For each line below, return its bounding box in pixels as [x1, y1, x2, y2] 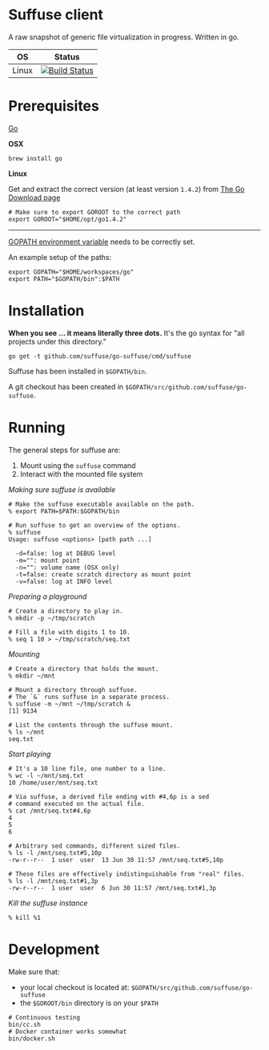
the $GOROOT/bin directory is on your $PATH [19, 998, 159, 1007]
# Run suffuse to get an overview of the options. [8, 521, 181, 529]
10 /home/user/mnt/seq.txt [8, 779, 98, 787]
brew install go [8, 154, 62, 162]
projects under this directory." [8, 336, 106, 346]
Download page [8, 193, 61, 202]
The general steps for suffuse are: [8, 445, 121, 454]
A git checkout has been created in [8, 381, 124, 391]
